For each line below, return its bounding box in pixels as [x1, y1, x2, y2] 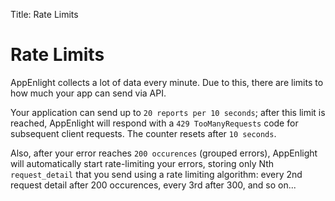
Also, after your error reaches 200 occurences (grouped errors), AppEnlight [10, 147, 318, 159]
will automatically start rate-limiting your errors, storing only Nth [10, 157, 275, 169]
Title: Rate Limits [10, 9, 79, 20]
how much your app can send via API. [10, 87, 167, 99]
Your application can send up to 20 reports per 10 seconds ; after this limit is [10, 106, 326, 118]
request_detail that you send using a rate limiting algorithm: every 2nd [10, 168, 303, 180]
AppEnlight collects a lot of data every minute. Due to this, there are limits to [10, 76, 324, 88]
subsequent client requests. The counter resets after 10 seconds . [10, 127, 277, 139]
